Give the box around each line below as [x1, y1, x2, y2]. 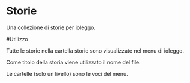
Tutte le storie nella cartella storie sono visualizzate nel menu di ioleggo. [6, 47, 185, 54]
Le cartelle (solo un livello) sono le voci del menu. [6, 70, 128, 77]
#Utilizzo [6, 35, 28, 42]
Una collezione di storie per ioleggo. [6, 24, 96, 31]
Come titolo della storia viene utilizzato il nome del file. [6, 59, 141, 66]
